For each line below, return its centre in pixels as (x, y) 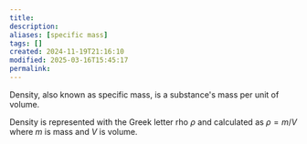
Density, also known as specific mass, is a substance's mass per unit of (144, 94)
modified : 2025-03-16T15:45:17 (69, 60)
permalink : (30, 69)
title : (22, 18)
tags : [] (26, 43)
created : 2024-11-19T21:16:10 (67, 52)
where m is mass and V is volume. (74, 131)
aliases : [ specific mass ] (58, 35)
